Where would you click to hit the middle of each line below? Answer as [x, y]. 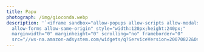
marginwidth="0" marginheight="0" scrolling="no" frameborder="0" [97, 34]
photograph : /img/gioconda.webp [47, 17]
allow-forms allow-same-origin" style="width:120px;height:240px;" [99, 28]
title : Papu [21, 12]
